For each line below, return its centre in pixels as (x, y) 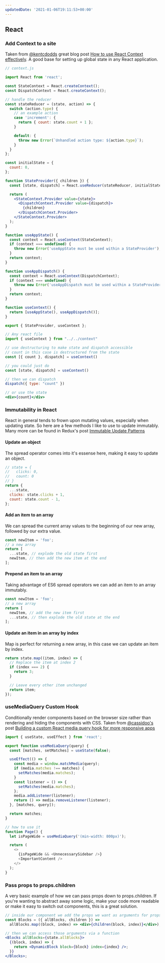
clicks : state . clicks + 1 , (37, 495)
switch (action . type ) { (34, 108)
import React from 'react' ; (34, 77)
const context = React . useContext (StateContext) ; (61, 240)
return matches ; (26, 814)
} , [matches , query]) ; (33, 805)
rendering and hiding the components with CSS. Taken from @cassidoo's (79, 722)
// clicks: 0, (22, 472)
